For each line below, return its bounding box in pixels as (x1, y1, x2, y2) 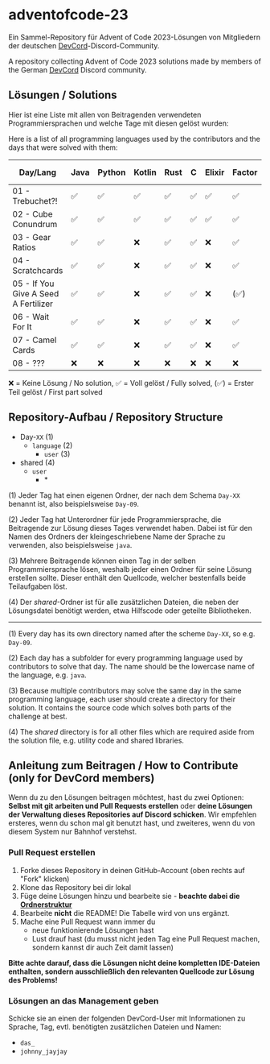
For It (12, 321, 32, 332)
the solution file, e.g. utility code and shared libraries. (8, 735, 185, 745)
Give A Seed (12, 288, 59, 299)
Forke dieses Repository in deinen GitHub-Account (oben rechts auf (19, 865, 245, 875)
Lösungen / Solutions (8, 89, 118, 102)
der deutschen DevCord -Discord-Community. (8, 40, 160, 50)
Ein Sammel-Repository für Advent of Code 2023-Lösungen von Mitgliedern (8, 32, 261, 42)
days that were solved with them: (8, 143, 118, 152)
